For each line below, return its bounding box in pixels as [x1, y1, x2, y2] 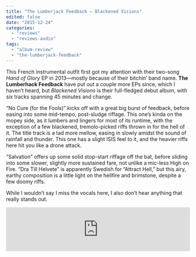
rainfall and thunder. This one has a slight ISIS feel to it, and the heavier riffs [6, 135, 188, 142]
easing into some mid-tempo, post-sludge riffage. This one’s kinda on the [6, 111, 183, 118]
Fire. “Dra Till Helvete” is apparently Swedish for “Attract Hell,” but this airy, [6, 165, 187, 173]
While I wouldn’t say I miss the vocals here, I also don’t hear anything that [6, 189, 183, 196]
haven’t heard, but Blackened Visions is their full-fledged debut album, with [6, 87, 188, 94]
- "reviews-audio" [11, 36, 57, 42]
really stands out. [6, 196, 48, 203]
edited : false [6, 14, 41, 20]
